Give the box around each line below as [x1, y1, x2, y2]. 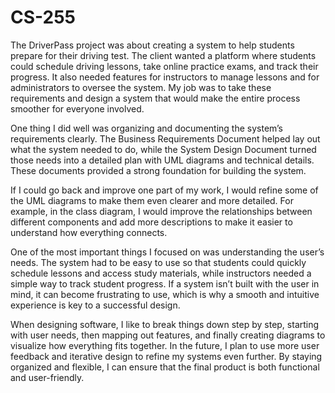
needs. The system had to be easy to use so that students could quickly [10, 256, 307, 268]
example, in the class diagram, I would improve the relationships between [10, 205, 313, 217]
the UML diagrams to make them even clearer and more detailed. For [10, 194, 294, 206]
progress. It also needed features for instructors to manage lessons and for [10, 71, 320, 83]
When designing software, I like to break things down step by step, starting [10, 318, 320, 330]
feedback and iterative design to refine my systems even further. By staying [10, 350, 323, 362]
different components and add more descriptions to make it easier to [10, 216, 293, 228]
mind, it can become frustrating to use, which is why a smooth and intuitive [10, 288, 320, 300]
